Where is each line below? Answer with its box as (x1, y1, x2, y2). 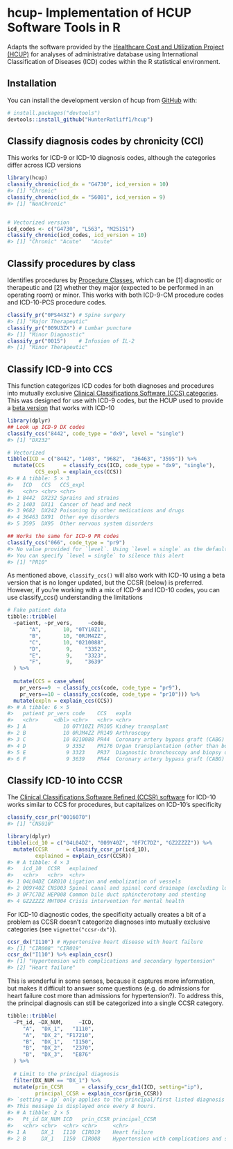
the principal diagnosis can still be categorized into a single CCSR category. (7, 999, 224, 1007)
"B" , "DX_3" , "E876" (22, 1051, 92, 1058)
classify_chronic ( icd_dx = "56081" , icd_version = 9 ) (7, 193, 166, 201)
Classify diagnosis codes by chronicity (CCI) (7, 135, 205, 147)
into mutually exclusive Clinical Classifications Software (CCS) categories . (7, 389, 218, 398)
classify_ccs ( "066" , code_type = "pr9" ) (7, 539, 126, 546)
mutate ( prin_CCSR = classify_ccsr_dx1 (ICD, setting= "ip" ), (13, 1083, 203, 1091)
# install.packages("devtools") (7, 109, 101, 116)
